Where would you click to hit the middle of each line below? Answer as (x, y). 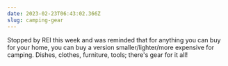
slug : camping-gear (35, 20)
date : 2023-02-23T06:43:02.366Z (54, 14)
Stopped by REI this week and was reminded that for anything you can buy (114, 40)
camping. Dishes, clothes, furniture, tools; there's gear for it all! (98, 55)
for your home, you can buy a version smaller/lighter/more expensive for (111, 47)
